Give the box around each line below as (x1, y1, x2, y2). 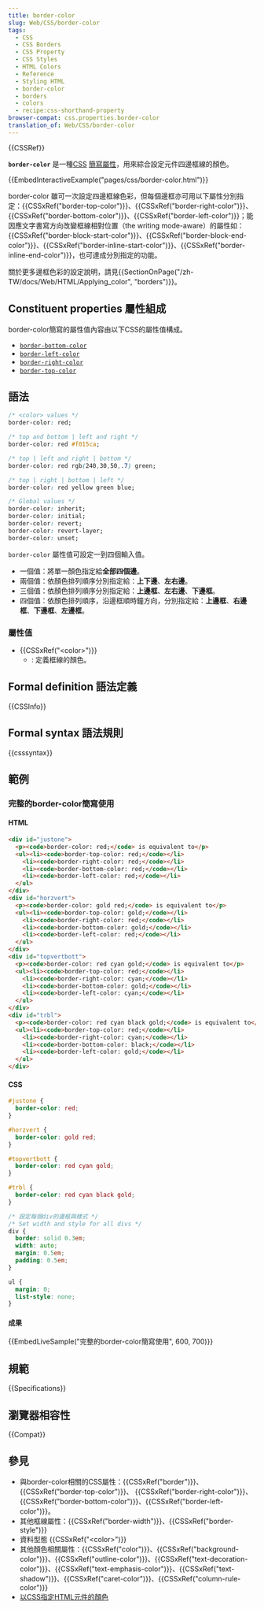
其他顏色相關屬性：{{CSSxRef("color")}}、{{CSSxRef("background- (19, 1544, 240, 1554)
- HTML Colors (15, 63, 61, 71)
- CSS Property (15, 48, 65, 56)
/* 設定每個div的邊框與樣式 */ (8, 1212, 99, 1221)
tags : (8, 26, 26, 34)
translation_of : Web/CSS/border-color (8, 121, 135, 129)
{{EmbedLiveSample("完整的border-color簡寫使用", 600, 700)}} (8, 1337, 214, 1347)
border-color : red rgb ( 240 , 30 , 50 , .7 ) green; (8, 462, 156, 469)
